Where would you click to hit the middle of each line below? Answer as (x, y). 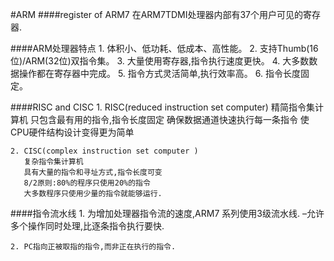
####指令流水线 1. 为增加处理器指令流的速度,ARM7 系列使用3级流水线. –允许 (167, 213)
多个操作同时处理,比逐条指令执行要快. (87, 226)
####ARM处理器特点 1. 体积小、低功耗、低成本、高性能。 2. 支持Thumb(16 (164, 48)
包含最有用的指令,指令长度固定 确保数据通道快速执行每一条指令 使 (174, 119)
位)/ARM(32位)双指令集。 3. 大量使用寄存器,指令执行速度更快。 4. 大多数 (160, 61)
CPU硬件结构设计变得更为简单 (72, 132)
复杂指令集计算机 (53, 162)
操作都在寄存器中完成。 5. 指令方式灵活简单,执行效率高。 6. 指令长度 (159, 73)
